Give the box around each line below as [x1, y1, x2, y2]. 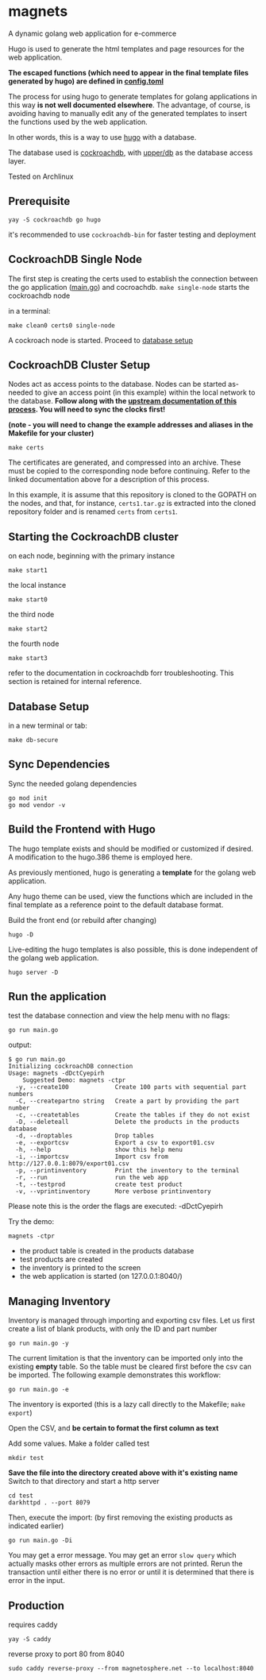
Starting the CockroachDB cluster [8, 530, 179, 543]
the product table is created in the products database [19, 1246, 195, 1256]
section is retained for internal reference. [8, 677, 142, 686]
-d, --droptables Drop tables [15, 1132, 155, 1140]
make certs [8, 444, 44, 452]
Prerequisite [8, 195, 71, 208]
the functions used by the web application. [8, 117, 148, 126]
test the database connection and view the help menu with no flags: [8, 1011, 230, 1021]
